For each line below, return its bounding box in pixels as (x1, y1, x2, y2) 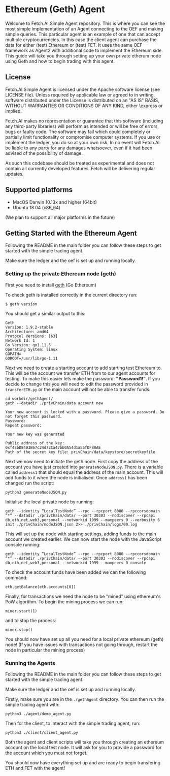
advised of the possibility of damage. (5, 150, 83, 156)
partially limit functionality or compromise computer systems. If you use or (5, 134, 161, 140)
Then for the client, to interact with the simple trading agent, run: (5, 720, 141, 726)
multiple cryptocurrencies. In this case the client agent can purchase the (5, 37, 157, 43)
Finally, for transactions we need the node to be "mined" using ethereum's (5, 593, 161, 599)
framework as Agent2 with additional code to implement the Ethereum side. (5, 47, 163, 53)
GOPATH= (5, 351, 22, 357)
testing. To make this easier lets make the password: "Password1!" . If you (5, 375, 160, 381)
